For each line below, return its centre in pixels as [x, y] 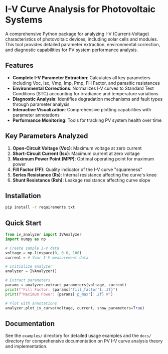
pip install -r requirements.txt [40, 207]
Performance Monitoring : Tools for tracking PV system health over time [87, 120]
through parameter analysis [41, 104]
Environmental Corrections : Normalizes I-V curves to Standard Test [83, 88]
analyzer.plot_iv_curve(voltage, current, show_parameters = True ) [75, 308]
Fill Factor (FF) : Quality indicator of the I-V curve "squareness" [77, 169]
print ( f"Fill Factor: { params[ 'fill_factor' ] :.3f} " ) [61, 289]
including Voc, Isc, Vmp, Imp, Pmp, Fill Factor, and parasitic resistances [86, 83]
